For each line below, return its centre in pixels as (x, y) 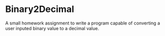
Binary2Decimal (40, 9)
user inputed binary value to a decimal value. (52, 28)
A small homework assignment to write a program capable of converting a (83, 23)
